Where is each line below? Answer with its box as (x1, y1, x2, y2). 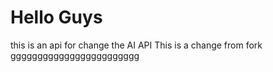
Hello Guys (10, 6, 103, 29)
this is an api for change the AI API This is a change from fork (10, 39, 263, 51)
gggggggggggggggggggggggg (10, 49, 140, 61)
